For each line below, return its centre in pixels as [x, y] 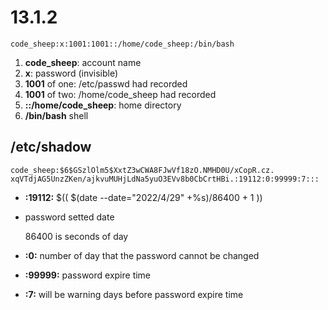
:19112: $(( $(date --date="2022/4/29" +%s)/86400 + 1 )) [143, 197]
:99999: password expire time [88, 275]
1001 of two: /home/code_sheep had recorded [120, 94]
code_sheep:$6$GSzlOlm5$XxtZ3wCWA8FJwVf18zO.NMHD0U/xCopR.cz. [142, 170]
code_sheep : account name [83, 62]
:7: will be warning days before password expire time [134, 294]
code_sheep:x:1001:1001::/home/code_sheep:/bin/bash [122, 44]
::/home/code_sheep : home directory [103, 105]
